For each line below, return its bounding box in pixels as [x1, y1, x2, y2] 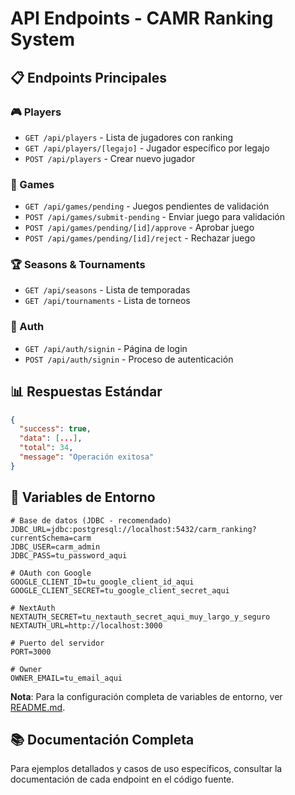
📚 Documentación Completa [10, 732, 195, 749]
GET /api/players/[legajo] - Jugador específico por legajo [24, 142, 270, 154]
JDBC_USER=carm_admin [10, 542, 101, 552]
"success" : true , [19, 424, 92, 434]
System [10, 28, 76, 51]
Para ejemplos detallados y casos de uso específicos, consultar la [10, 763, 283, 775]
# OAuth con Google [10, 568, 92, 578]
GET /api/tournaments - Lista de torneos [24, 295, 191, 307]
